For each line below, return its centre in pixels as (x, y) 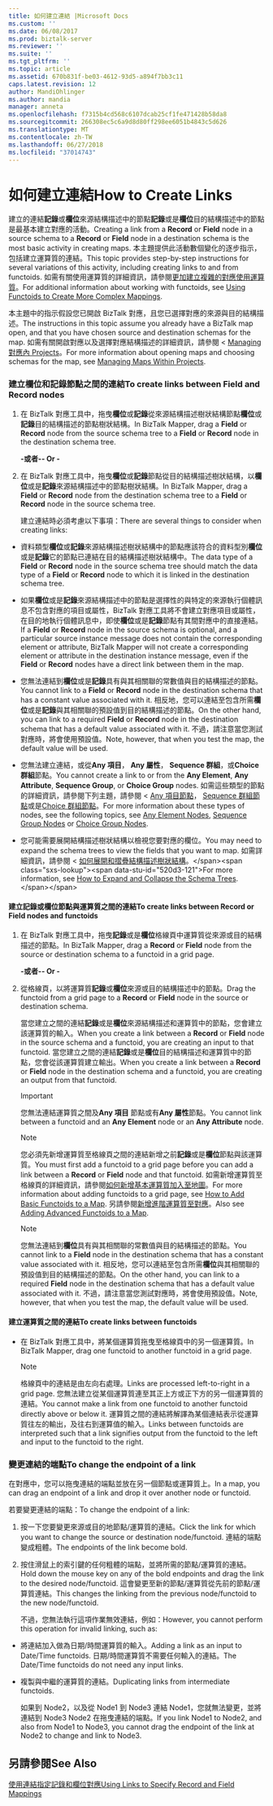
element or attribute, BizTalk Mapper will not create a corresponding (134, 647)
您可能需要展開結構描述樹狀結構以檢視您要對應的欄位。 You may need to (141, 840)
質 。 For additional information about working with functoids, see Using (127, 287)
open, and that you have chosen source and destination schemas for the (130, 333)
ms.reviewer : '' (36, 46)
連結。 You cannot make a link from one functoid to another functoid (134, 1404)
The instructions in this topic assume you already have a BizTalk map (138, 323)
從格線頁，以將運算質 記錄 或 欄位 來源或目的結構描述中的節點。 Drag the (138, 988)
